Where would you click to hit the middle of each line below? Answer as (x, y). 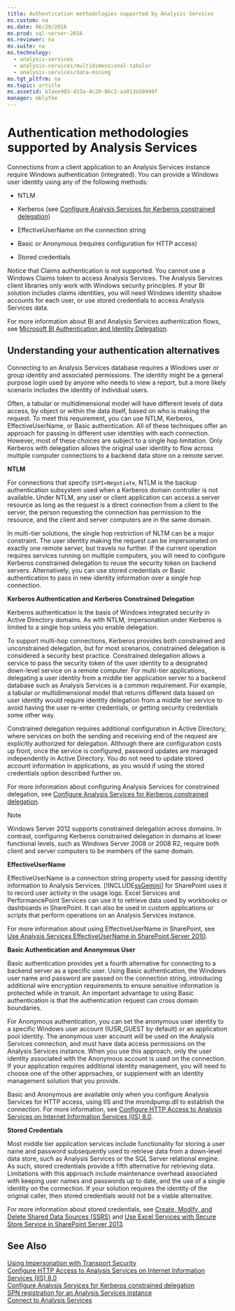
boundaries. (24, 1008)
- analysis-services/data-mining (62, 72)
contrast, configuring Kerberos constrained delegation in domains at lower (114, 836)
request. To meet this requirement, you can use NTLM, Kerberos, (101, 418)
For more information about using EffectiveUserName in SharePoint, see (111, 929)
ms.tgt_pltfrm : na (34, 79)
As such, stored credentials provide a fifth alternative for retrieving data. (111, 1166)
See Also (27, 1246)
